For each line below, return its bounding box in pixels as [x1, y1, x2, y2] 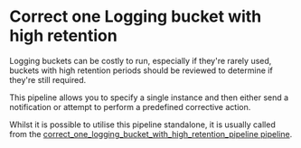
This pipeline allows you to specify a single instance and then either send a [9, 92, 289, 103]
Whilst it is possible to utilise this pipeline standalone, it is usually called [9, 119, 276, 130]
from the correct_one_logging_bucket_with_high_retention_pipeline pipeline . [9, 128, 293, 139]
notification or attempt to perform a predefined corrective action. [9, 101, 251, 112]
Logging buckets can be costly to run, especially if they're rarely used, [9, 55, 272, 66]
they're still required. [9, 74, 87, 85]
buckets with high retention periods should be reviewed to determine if [9, 65, 273, 76]
